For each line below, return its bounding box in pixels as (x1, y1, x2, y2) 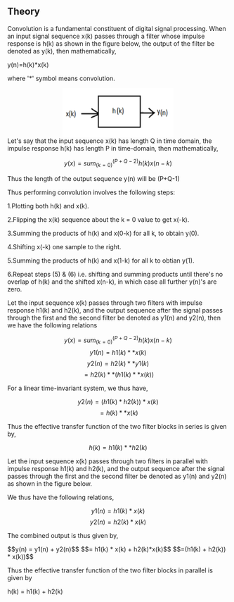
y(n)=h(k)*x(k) (7, 60, 49, 69)
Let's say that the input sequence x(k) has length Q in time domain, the (7, 137, 212, 145)
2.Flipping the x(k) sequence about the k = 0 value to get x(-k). (7, 215, 190, 224)
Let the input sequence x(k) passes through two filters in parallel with (7, 457, 209, 465)
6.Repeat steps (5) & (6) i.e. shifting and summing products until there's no (7, 270, 223, 278)
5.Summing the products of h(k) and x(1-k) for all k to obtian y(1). (7, 256, 195, 265)
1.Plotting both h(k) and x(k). (7, 201, 89, 210)
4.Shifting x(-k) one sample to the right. (7, 242, 122, 251)
